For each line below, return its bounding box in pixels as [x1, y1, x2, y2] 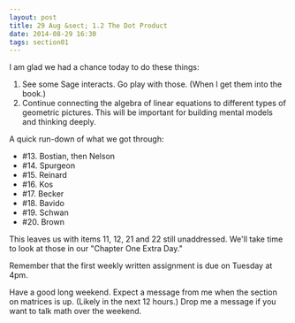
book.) [21, 88, 46, 99]
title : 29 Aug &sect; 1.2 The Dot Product [9, 21, 168, 30]
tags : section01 [9, 37, 69, 47]
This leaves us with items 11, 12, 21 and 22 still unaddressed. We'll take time [9, 234, 284, 244]
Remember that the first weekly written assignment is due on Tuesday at [9, 260, 273, 271]
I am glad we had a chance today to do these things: [9, 62, 200, 73]
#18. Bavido [21, 198, 64, 209]
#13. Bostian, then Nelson [21, 151, 116, 162]
